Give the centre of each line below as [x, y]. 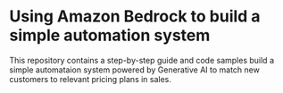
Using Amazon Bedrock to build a [135, 17]
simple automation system [110, 35]
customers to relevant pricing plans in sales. [91, 79]
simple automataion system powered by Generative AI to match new [135, 70]
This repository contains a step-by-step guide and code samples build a [142, 60]
